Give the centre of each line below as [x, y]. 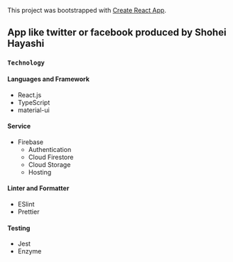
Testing [19, 228]
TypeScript [34, 102]
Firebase [31, 142]
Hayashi [26, 44]
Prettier [28, 212]
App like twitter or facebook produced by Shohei [117, 32]
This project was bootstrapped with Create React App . [87, 10]
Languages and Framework [49, 79]
